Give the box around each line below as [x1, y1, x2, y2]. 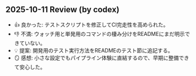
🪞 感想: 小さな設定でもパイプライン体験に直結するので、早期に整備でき [14, 54, 190, 61]
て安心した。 [14, 63, 45, 70]
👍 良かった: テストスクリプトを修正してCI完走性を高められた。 [14, 21, 169, 28]
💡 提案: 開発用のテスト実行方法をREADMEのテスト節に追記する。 [14, 47, 174, 54]
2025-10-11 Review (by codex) [5, 5, 120, 15]
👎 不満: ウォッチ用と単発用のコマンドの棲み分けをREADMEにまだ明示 [14, 30, 185, 37]
